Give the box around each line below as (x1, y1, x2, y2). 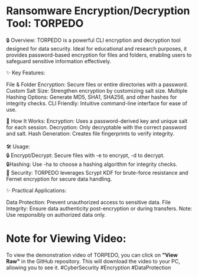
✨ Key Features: (6, 69, 46, 76)
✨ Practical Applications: (6, 187, 67, 194)
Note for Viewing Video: (6, 232, 126, 246)
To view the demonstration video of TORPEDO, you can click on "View (6, 251, 178, 258)
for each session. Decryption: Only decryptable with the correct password (6, 123, 187, 131)
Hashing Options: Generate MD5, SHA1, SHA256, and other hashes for (6, 93, 177, 100)
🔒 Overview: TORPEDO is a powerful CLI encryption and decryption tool (6, 37, 181, 44)
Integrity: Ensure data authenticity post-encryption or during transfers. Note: (6, 205, 193, 212)
